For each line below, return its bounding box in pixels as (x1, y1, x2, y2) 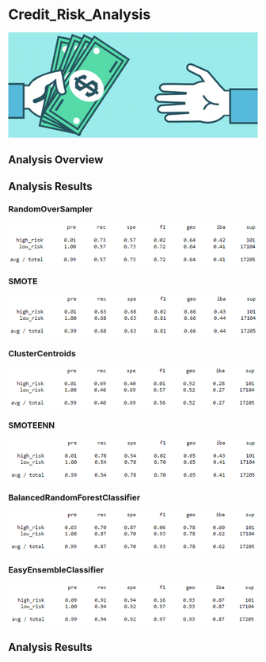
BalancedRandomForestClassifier (8, 493, 141, 504)
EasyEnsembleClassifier (8, 565, 104, 576)
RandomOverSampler (8, 204, 93, 215)
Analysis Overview (8, 153, 104, 167)
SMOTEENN (8, 420, 55, 431)
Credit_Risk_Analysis (8, 6, 151, 24)
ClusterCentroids (8, 348, 77, 360)
